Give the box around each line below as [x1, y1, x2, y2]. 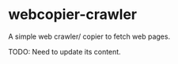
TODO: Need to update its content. [8, 47, 121, 56]
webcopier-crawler [8, 6, 138, 24]
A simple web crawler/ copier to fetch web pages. [8, 32, 171, 41]
